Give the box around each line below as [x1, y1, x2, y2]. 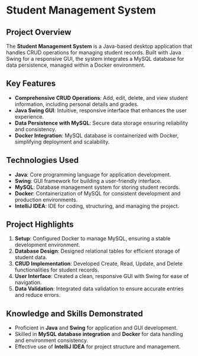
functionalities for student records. [14, 266, 99, 273]
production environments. [14, 196, 78, 203]
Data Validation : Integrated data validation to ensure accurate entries [14, 285, 184, 292]
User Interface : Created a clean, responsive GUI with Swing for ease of [14, 273, 189, 280]
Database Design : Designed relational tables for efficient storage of [14, 247, 180, 254]
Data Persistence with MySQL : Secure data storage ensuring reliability [14, 119, 189, 126]
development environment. [14, 241, 81, 249]
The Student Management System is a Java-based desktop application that [6, 43, 193, 50]
